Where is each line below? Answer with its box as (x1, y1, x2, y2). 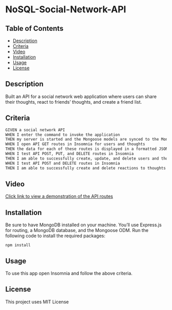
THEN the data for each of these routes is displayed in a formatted (5, 146, 157, 152)
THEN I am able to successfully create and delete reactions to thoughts (5, 165, 166, 170)
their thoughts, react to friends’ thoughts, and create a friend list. (5, 99, 142, 105)
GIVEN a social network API (5, 127, 66, 132)
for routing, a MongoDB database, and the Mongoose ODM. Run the (5, 227, 148, 234)
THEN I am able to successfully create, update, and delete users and (5, 156, 159, 161)
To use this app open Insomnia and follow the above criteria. (5, 270, 133, 276)
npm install (5, 243, 31, 248)
